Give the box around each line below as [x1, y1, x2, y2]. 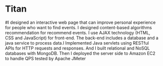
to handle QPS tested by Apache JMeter [5, 55, 86, 61]
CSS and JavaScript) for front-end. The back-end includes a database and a [5, 35, 159, 41]
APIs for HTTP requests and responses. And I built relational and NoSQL [5, 45, 150, 51]
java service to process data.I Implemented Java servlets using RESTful [5, 40, 149, 46]
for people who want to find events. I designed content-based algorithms [5, 24, 152, 30]
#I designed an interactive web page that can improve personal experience [5, 19, 156, 25]
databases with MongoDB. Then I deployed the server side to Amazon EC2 [5, 50, 156, 56]
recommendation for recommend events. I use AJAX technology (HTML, [5, 30, 150, 35]
